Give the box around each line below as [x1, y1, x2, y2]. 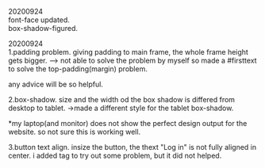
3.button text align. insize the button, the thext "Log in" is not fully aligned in [8, 143, 257, 151]
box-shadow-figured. [8, 24, 78, 32]
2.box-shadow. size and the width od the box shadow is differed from [8, 95, 236, 104]
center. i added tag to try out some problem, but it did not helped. [8, 151, 222, 160]
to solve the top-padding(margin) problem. [8, 64, 148, 74]
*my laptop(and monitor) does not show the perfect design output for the [8, 119, 248, 128]
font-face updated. [8, 15, 70, 25]
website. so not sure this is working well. [8, 127, 141, 136]
